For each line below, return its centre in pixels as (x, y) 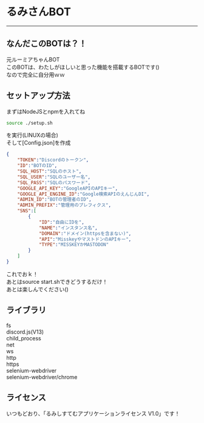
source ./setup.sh (29, 123)
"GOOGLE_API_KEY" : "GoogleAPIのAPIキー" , (68, 188)
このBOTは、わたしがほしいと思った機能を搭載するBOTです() (83, 67)
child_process (24, 338)
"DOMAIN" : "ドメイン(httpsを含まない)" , (85, 233)
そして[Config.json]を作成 (39, 143)
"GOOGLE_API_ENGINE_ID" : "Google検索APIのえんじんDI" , (83, 194)
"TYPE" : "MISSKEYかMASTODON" (74, 245)
